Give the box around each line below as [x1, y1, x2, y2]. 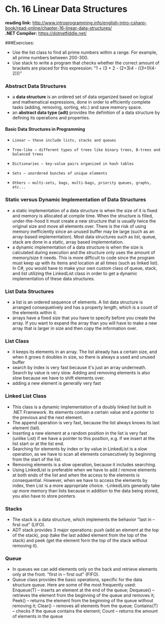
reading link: [5, 20, 32, 26]
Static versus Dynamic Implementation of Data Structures [5, 196, 146, 203]
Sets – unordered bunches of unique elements [12, 171, 107, 176]
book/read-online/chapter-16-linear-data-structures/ [5, 25, 112, 31]
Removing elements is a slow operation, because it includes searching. [12, 461, 157, 467]
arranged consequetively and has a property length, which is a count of [12, 304, 158, 310]
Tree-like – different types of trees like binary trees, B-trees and [12, 147, 161, 152]
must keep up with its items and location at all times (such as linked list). [12, 260, 159, 266]
